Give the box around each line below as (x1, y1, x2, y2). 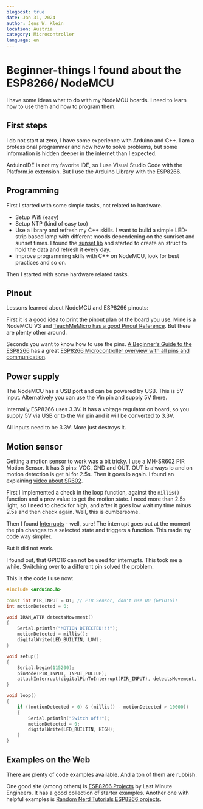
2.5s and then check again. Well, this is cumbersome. (6, 509, 140, 515)
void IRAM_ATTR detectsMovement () (6, 614, 94, 620)
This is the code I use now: (6, 575, 74, 582)
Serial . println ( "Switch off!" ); (28, 715, 111, 721)
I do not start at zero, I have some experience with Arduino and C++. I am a (6, 136, 194, 144)
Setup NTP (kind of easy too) (15, 220, 88, 227)
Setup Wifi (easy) (15, 214, 59, 221)
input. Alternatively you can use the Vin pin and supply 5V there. (6, 394, 167, 401)
